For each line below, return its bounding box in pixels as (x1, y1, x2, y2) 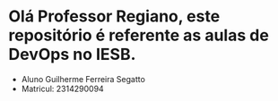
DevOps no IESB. (8, 45, 136, 64)
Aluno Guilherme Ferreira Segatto (21, 73, 145, 84)
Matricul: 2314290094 (21, 83, 104, 94)
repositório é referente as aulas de (8, 25, 270, 46)
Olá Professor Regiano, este (8, 6, 221, 27)
